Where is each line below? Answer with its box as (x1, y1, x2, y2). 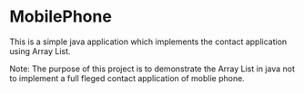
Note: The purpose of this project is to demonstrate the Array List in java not (9, 63, 296, 74)
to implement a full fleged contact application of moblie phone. (9, 72, 246, 83)
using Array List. (9, 45, 71, 56)
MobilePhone (9, 6, 112, 27)
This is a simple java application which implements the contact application (9, 36, 288, 47)
